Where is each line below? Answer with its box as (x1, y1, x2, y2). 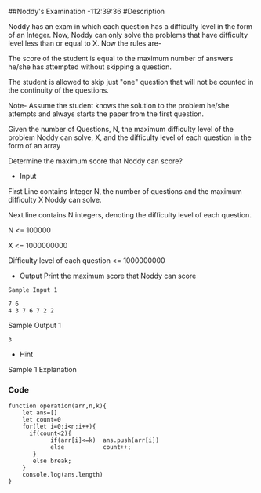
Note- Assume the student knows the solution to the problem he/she (8, 101, 230, 110)
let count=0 (22, 416, 61, 424)
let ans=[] (22, 409, 58, 417)
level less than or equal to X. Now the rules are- (8, 38, 162, 48)
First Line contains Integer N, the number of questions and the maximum (8, 187, 242, 195)
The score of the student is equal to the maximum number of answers (8, 54, 234, 63)
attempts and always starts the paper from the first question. (8, 109, 205, 119)
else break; (32, 457, 72, 466)
